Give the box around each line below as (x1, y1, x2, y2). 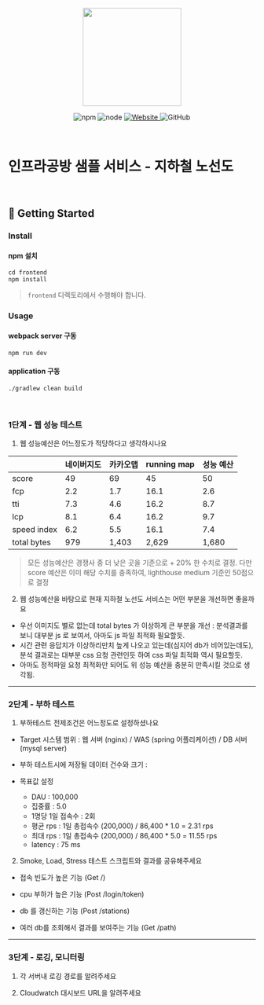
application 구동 (8, 366, 60, 376)
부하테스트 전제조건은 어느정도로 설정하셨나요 (19, 718, 159, 728)
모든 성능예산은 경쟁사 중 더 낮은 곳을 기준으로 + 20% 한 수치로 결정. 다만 (27, 558, 253, 567)
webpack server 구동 (8, 331, 77, 340)
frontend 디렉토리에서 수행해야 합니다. (27, 291, 147, 300)
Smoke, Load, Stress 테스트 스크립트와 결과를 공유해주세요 (19, 856, 203, 866)
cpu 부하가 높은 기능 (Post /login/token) (19, 889, 145, 899)
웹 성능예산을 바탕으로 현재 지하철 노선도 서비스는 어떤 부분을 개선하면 (19, 594, 234, 604)
